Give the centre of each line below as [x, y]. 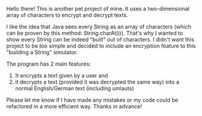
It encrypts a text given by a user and [61, 75]
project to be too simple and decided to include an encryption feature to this [101, 46]
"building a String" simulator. [42, 52]
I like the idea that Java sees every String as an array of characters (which [99, 27]
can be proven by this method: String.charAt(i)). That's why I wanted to [95, 33]
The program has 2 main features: [49, 64]
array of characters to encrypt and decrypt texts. [67, 15]
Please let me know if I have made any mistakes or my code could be [92, 100]
